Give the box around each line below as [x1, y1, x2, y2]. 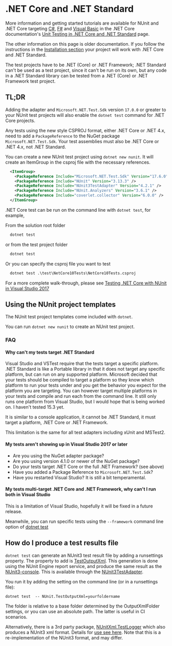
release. [5, 508, 23, 514]
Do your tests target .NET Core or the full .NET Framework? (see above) [12, 463, 164, 470]
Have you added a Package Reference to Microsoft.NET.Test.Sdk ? [12, 469, 154, 475]
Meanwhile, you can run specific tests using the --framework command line [5, 518, 164, 524]
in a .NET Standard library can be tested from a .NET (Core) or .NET [5, 72, 148, 78]
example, [5, 212, 25, 218]
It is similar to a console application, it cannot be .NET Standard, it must [5, 414, 156, 420]
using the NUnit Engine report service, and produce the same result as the [5, 563, 162, 569]
